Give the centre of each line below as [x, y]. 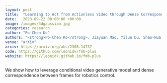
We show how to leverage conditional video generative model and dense [80, 70]
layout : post [19, 10]
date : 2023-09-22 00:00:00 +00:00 [43, 19]
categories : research [28, 28]
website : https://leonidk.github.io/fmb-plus [53, 56]
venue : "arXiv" [21, 42]
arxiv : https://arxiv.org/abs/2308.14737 [49, 47]
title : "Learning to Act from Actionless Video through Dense [72, 14]
